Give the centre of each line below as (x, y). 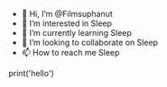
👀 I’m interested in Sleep (67, 23)
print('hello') (32, 73)
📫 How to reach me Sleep (70, 52)
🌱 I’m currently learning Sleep (77, 33)
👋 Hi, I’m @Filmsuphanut (67, 14)
